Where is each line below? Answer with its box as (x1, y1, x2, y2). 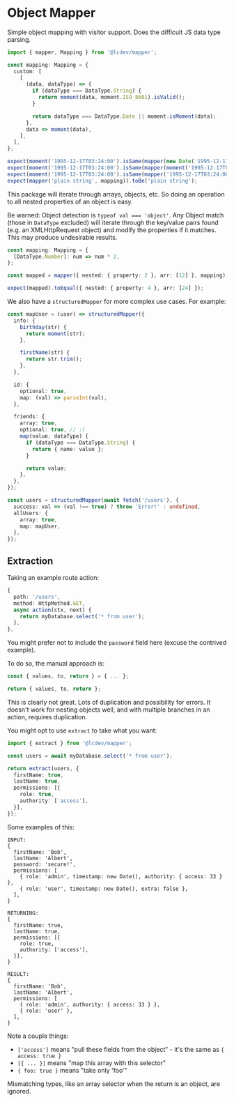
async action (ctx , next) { (13, 606, 92, 613)
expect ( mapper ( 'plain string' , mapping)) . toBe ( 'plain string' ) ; (7, 177, 198, 184)
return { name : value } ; (32, 445, 104, 452)
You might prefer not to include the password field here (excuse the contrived (7, 638, 227, 647)
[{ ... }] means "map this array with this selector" (17, 1058, 166, 1067)
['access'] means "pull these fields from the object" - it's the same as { (17, 1045, 225, 1053)
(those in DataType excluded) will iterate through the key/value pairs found (7, 218, 219, 227)
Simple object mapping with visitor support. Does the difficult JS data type (7, 28, 221, 36)
